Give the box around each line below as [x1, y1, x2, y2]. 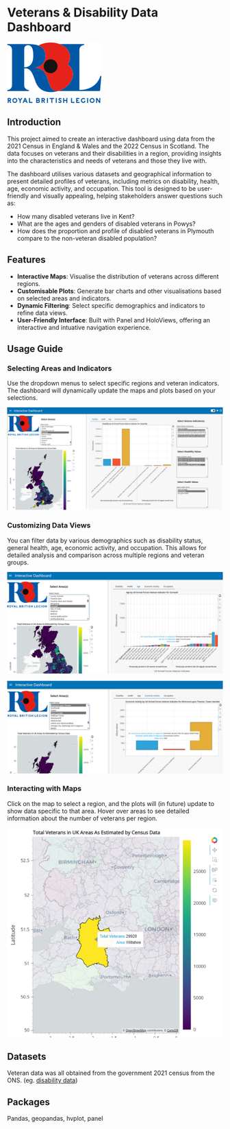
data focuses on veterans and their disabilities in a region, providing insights [7, 149, 222, 157]
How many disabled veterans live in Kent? [16, 212, 135, 220]
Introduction [7, 117, 62, 128]
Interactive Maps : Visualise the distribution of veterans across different [16, 272, 219, 281]
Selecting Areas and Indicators [7, 364, 112, 373]
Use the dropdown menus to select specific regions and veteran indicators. [7, 379, 220, 388]
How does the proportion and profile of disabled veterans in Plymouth [16, 226, 214, 235]
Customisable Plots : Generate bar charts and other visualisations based [16, 287, 222, 295]
